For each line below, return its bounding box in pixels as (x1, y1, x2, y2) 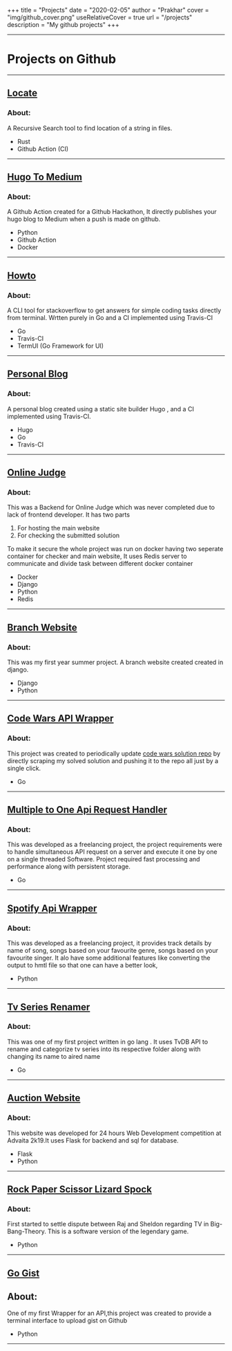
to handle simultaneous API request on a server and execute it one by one (7, 848, 217, 856)
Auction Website (7, 1092, 81, 1104)
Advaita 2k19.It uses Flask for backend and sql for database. (7, 1136, 179, 1145)
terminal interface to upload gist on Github (7, 1316, 128, 1325)
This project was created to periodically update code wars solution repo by (7, 749, 221, 758)
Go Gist (7, 1267, 40, 1279)
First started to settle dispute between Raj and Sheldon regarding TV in (7, 1220, 209, 1228)
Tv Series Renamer (7, 1001, 90, 1013)
